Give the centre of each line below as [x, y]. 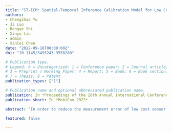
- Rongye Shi [19, 29]
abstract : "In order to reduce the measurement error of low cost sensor [86, 109]
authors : [15, 15]
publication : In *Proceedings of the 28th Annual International [75, 95]
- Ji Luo [15, 24]
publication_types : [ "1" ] [33, 81]
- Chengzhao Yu [21, 19]
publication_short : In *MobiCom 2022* [47, 100]
